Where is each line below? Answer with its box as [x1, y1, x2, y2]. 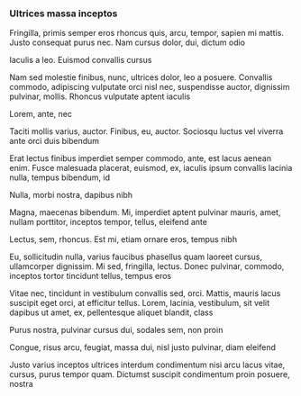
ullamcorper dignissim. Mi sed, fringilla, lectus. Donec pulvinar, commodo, [9, 261, 285, 272]
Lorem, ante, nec [9, 109, 72, 120]
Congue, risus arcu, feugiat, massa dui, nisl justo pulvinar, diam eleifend [9, 342, 277, 353]
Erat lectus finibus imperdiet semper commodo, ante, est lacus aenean [9, 153, 272, 164]
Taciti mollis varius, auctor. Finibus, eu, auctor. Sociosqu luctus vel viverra [9, 126, 284, 137]
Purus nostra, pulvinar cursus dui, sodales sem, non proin [9, 325, 223, 336]
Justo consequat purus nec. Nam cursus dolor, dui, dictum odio [9, 37, 246, 48]
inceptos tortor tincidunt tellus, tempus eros [9, 271, 172, 282]
